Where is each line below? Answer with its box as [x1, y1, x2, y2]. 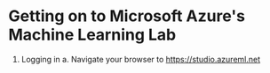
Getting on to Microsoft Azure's [8, 6, 246, 26]
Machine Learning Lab [8, 25, 177, 45]
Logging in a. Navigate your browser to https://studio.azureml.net [20, 54, 261, 64]
